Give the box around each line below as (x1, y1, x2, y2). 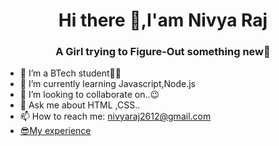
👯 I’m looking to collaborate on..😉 (19, 89, 160, 101)
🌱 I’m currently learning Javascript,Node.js (19, 78, 196, 90)
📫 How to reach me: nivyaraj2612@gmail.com (19, 110, 212, 123)
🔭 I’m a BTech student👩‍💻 (19, 67, 122, 79)
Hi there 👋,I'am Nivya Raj (58, 9, 268, 32)
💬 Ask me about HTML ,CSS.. (19, 99, 141, 111)
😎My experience (19, 125, 92, 137)
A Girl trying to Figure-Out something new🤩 (55, 45, 271, 59)
